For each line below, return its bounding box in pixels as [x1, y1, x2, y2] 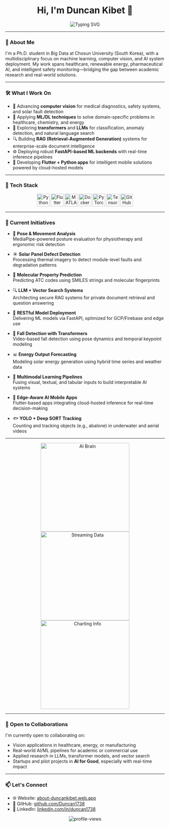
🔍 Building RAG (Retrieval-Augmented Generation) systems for [12, 135, 148, 141]
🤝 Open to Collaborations [5, 721, 68, 728]
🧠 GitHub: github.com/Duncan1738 [12, 801, 85, 807]
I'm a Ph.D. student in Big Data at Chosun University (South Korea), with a [5, 50, 158, 56]
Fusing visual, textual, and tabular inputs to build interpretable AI [12, 379, 147, 385]
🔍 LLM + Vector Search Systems [12, 287, 83, 294]
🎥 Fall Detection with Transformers [12, 331, 88, 337]
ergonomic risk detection [12, 241, 65, 247]
